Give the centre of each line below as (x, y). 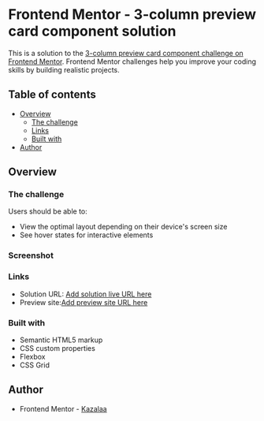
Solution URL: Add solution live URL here (86, 294)
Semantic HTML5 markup (61, 340)
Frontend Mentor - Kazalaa (63, 408)
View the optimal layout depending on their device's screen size (123, 227)
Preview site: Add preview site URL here (84, 302)
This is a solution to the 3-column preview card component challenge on (126, 53)
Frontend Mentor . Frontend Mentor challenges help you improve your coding (132, 61)
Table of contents (52, 95)
